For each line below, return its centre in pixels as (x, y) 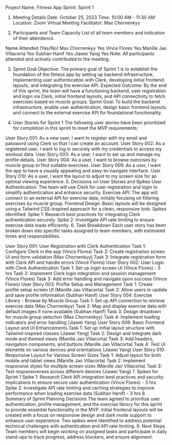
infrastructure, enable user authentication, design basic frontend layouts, (90, 107)
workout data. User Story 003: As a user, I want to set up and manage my (83, 154)
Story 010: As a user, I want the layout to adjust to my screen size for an (81, 176)
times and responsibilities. (33, 236)
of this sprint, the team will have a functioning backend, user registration (89, 91)
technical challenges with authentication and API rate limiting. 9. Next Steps (85, 426)
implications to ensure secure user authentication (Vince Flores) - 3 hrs (81, 382)
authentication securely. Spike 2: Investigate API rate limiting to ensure (80, 220)
